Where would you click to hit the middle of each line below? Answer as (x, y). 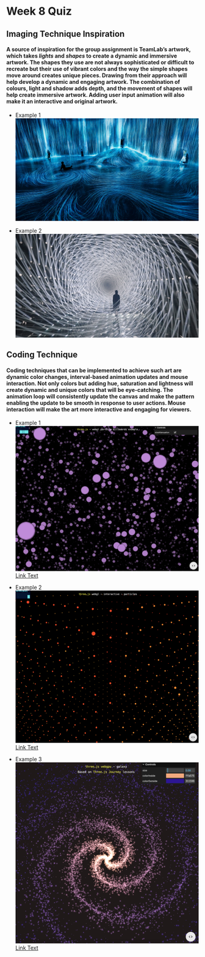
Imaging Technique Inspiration (66, 34)
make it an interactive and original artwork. (62, 102)
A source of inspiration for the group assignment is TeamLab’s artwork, (99, 50)
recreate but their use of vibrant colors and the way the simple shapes (97, 69)
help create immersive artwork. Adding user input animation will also (95, 95)
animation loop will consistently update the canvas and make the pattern (100, 396)
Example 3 (28, 759)
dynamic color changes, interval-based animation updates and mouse (97, 377)
